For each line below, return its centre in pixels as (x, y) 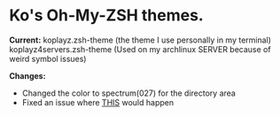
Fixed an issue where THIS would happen (98, 102)
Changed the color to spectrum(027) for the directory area (129, 93)
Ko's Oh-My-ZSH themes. (106, 15)
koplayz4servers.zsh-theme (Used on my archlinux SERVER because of (140, 49)
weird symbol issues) (48, 58)
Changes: (27, 75)
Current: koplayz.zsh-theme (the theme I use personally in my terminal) (140, 40)
